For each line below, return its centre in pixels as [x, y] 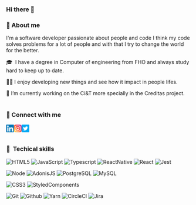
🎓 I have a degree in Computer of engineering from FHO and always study [98, 62]
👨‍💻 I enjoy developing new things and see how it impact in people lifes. [92, 82]
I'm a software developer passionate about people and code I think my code [98, 38]
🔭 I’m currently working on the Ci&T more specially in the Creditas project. [95, 93]
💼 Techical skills [30, 149]
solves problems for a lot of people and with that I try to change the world [95, 44]
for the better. [23, 51]
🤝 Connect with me [34, 115]
